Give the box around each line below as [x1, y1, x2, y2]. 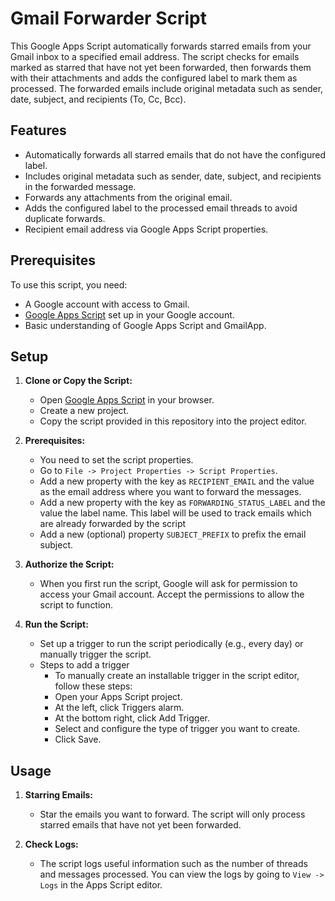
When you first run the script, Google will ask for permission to [39, 578, 298, 590]
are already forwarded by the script [39, 518, 187, 530]
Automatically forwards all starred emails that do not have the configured [24, 148, 326, 161]
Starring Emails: [24, 789, 94, 801]
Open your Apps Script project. [54, 691, 183, 703]
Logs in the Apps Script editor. [39, 879, 163, 891]
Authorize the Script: [24, 558, 115, 571]
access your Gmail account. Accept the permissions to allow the [39, 588, 305, 601]
